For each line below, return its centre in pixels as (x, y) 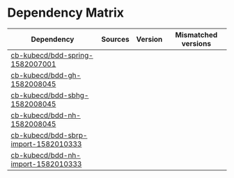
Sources (115, 39)
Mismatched (196, 35)
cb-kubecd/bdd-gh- (46, 75)
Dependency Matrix (65, 13)
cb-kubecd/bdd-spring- (52, 55)
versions (196, 43)
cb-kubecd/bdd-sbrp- (49, 135)
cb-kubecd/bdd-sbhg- (50, 95)
